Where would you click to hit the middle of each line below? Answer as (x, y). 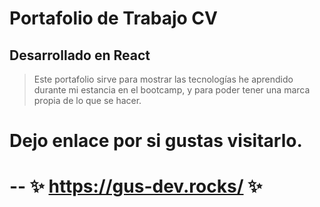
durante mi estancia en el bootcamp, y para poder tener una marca (172, 90)
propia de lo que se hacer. (87, 100)
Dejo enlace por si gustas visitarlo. (156, 141)
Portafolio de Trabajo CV (113, 18)
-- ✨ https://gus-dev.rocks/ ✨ (136, 186)
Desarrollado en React (80, 55)
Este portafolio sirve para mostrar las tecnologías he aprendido (163, 79)
